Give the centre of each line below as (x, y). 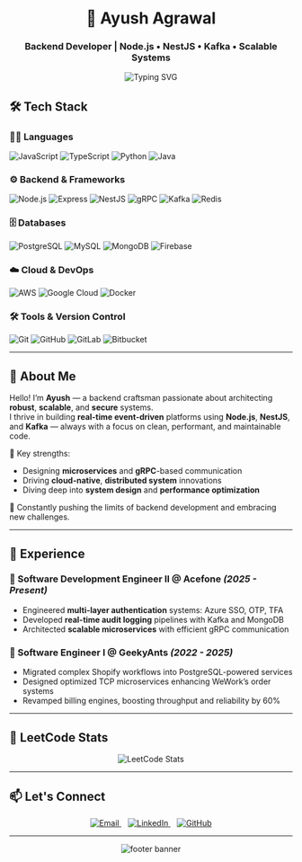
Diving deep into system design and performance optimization (141, 490)
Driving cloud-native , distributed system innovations (122, 481)
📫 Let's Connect (58, 797)
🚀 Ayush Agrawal (151, 18)
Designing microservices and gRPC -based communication (132, 471)
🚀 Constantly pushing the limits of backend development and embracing (143, 508)
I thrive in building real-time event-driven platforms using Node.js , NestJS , (150, 417)
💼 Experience (47, 553)
